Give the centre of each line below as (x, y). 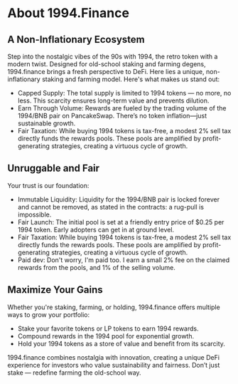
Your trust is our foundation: (48, 185)
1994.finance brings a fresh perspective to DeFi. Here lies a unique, (106, 72)
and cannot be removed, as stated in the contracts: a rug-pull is (111, 207)
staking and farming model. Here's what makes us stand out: (131, 79)
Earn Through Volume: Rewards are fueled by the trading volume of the (122, 108)
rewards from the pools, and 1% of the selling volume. (97, 267)
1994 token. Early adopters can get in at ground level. (96, 229)
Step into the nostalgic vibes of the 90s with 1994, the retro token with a (113, 56)
